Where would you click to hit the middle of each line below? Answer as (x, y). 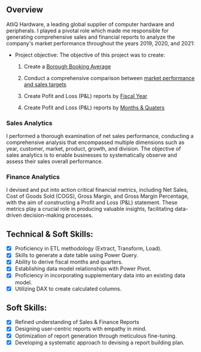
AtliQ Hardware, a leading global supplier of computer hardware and (90, 24)
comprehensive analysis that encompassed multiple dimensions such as (95, 142)
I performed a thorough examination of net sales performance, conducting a (100, 136)
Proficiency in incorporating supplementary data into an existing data (100, 276)
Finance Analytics (33, 177)
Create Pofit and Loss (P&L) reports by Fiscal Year (86, 96)
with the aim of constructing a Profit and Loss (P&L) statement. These (92, 203)
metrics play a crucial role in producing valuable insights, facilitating (90, 209)
